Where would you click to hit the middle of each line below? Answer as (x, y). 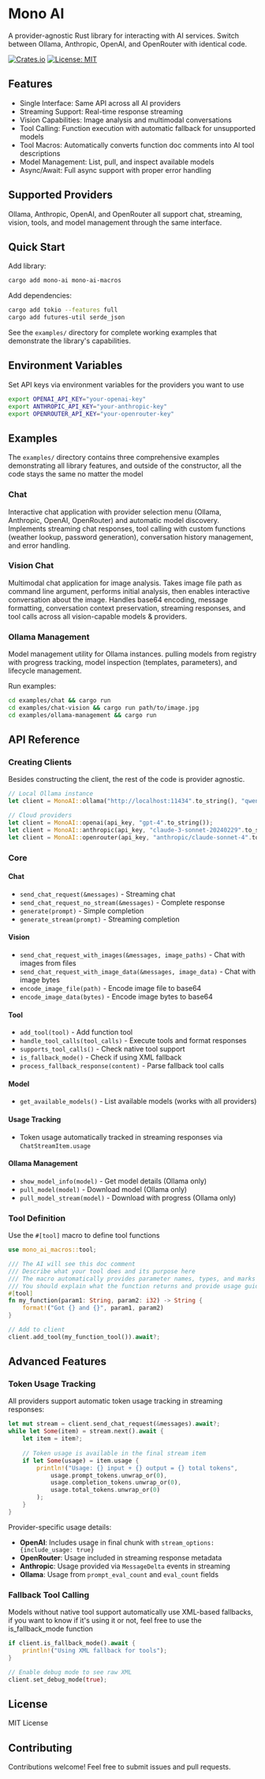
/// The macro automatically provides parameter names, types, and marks (132, 1279)
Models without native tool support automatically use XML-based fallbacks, (131, 1612)
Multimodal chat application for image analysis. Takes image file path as (125, 583)
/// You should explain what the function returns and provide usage (125, 1286)
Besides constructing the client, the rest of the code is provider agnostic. (127, 779)
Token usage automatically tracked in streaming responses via (121, 1137)
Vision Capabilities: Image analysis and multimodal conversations (126, 120)
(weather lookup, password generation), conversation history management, (131, 536)
